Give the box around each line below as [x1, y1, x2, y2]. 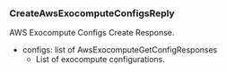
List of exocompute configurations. [35, 54, 166, 65]
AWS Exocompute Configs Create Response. [9, 28, 175, 38]
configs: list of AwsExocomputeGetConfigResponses [22, 45, 218, 55]
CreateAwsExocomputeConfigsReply [9, 7, 175, 20]
